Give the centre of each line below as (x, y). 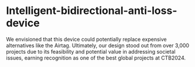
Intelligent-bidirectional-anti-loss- (92, 11)
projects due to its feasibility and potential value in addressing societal (91, 51)
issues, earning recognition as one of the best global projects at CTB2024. (96, 58)
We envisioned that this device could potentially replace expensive (86, 39)
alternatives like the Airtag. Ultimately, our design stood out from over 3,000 (97, 45)
